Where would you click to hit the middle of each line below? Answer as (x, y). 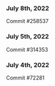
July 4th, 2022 (28, 65)
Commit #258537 (27, 21)
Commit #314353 (27, 49)
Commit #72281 (25, 78)
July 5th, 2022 (27, 37)
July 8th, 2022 (27, 8)
